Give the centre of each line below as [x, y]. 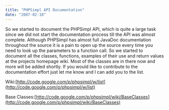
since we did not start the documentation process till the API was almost [80, 34]
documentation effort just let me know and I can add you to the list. [75, 72]
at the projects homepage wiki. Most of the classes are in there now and [80, 61]
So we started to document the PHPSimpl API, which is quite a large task [81, 29]
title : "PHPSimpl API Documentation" [45, 10]
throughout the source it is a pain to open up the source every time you [79, 45]
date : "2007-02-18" [26, 15]
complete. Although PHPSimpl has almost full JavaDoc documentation [78, 40]
